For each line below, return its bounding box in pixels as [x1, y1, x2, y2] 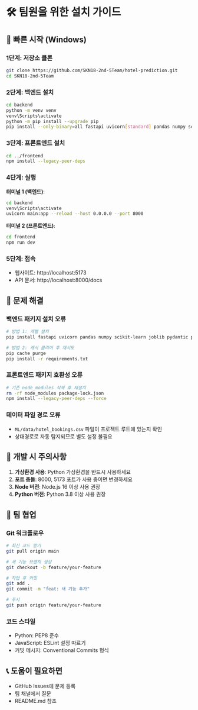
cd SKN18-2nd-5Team [6, 73, 54, 79]
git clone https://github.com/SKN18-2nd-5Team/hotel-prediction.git [6, 67, 178, 73]
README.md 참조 [14, 698, 57, 705]
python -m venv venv [6, 107, 57, 113]
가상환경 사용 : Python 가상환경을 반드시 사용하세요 [14, 469, 131, 476]
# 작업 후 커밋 [6, 575, 37, 581]
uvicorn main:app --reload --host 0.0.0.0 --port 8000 [6, 211, 144, 217]
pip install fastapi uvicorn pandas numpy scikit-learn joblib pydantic [6, 334, 189, 340]
